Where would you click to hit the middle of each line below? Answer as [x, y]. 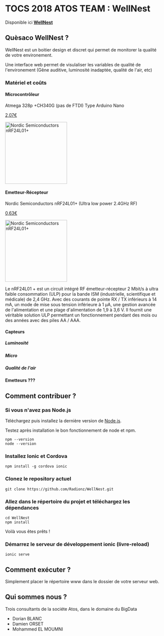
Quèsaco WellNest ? [37, 38]
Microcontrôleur [22, 94]
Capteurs [15, 331]
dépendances [22, 507]
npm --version [20, 440]
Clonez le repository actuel [38, 479]
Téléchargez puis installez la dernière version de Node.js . [63, 421]
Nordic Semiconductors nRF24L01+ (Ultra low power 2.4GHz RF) [71, 204]
